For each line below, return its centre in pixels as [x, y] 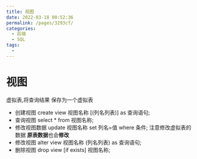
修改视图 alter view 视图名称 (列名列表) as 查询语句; [78, 142]
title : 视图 [20, 12]
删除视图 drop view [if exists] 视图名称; [63, 149]
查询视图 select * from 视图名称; [54, 120]
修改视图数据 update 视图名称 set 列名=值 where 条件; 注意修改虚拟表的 [103, 127]
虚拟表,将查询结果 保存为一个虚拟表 [50, 100]
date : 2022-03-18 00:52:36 [40, 17]
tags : [13, 45]
